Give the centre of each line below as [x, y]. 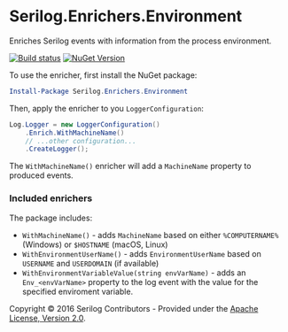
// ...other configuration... [81, 141]
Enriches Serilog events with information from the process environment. [140, 41]
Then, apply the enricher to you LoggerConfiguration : [106, 108]
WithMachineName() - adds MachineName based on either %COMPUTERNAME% [150, 235]
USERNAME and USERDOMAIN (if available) [90, 263]
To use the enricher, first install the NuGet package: [103, 75]
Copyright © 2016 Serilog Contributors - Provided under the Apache [134, 308]
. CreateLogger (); [57, 149]
